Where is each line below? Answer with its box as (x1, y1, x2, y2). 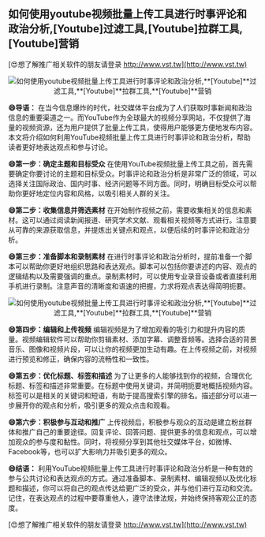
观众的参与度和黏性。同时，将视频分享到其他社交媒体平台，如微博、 (14, 437, 237, 446)
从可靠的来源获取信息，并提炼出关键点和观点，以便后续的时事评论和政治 (8, 225, 243, 234)
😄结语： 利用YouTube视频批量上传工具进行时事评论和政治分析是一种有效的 (8, 464, 253, 473)
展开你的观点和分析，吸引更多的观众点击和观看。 (14, 401, 174, 410)
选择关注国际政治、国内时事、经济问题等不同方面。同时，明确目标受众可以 (8, 178, 250, 188)
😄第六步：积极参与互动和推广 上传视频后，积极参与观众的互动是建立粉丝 (8, 417, 246, 427)
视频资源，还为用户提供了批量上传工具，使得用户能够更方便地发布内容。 (21, 122, 257, 132)
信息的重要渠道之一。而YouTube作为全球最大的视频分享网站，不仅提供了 (8, 113, 244, 122)
